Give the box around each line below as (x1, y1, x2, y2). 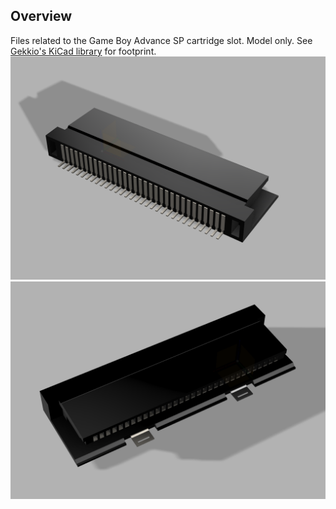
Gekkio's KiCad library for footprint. (10, 45, 157, 57)
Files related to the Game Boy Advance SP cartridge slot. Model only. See (10, 34, 313, 46)
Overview (10, 8, 73, 25)
